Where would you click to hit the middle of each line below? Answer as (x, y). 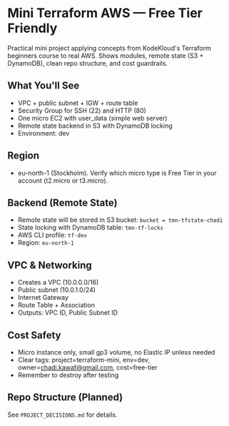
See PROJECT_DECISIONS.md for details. (62, 415)
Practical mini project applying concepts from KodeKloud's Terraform (110, 48)
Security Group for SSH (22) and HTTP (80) (82, 110)
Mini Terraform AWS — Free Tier (105, 13)
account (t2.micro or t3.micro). (63, 181)
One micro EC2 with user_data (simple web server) (92, 118)
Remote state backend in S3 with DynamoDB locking (95, 126)
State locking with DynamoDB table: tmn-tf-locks (91, 228)
